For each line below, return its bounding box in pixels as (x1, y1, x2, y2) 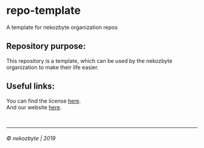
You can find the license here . (6, 97, 81, 105)
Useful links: (6, 81, 55, 91)
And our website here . (6, 103, 62, 111)
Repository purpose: (6, 41, 86, 51)
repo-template (6, 4, 81, 18)
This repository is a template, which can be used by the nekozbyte (6, 57, 173, 64)
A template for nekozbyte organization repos (6, 24, 118, 31)
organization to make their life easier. (6, 63, 99, 71)
